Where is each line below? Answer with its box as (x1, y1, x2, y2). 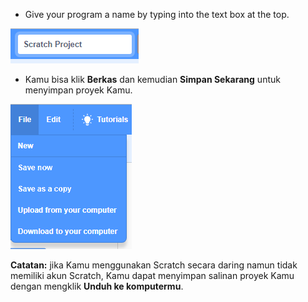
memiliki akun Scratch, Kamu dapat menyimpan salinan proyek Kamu (10, 270, 295, 281)
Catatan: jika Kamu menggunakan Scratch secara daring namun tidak (10, 259, 298, 271)
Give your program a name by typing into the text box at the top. (24, 9, 290, 20)
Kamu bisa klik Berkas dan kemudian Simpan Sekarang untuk (24, 74, 281, 85)
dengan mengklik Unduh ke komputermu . (10, 280, 184, 292)
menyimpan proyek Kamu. (24, 84, 133, 96)
